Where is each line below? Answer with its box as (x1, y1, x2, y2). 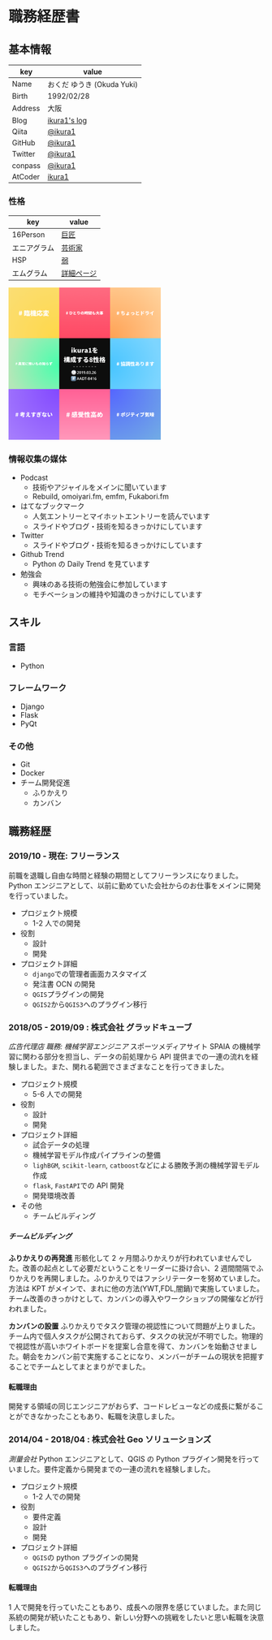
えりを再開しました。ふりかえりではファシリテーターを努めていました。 (22, 1274, 265, 1284)
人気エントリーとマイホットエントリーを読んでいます (32, 511, 210, 520)
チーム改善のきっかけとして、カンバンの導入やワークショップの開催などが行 (8, 1294, 264, 1304)
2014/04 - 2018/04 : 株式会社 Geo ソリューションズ (8, 1434, 212, 1445)
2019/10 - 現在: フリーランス (8, 850, 120, 861)
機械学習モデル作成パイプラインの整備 (32, 1150, 161, 1160)
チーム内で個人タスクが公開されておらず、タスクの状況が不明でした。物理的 (8, 1331, 264, 1341)
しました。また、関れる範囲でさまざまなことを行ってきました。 (15, 1062, 229, 1072)
